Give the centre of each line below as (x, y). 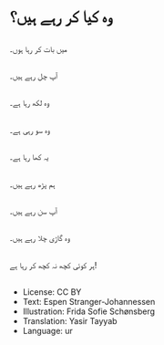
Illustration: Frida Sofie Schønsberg (89, 311)
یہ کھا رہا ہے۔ (29, 157)
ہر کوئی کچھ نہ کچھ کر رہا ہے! (53, 265)
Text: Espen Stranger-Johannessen (89, 302)
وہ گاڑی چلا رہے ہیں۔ (40, 238)
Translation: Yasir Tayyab (70, 321)
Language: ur (47, 331)
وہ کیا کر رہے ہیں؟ (61, 17)
